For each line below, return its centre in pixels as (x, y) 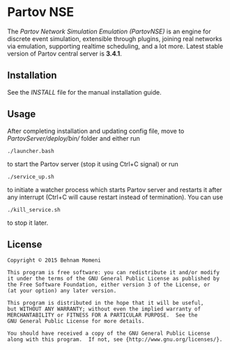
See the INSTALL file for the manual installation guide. (84, 92)
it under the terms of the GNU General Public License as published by (113, 279)
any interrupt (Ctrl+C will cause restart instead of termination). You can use (115, 197)
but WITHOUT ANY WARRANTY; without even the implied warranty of (104, 309)
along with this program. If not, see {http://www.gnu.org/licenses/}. (115, 340)
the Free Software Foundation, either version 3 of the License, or (109, 285)
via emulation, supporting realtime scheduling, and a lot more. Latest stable (115, 46)
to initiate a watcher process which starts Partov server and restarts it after (115, 189)
